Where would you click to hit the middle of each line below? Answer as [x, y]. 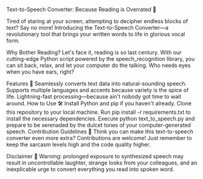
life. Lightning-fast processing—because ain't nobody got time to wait [94, 97]
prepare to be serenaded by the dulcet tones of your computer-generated [99, 125]
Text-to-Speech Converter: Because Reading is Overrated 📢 [81, 9]
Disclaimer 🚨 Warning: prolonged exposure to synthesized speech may [95, 156]
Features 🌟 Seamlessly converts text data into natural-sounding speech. [97, 83]
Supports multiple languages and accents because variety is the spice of [98, 90]
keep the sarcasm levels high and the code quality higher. [78, 144]
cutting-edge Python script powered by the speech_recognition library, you [101, 59]
